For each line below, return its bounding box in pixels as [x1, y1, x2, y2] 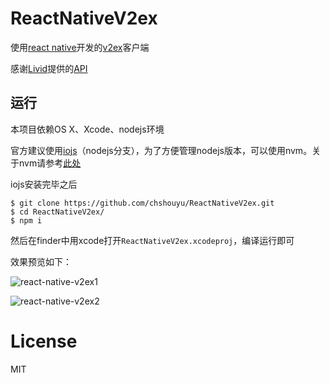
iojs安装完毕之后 [10, 178, 78, 190]
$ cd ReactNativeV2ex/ [10, 207, 105, 217]
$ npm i [10, 215, 43, 226]
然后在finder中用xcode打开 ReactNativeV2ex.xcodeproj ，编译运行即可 [10, 234, 295, 246]
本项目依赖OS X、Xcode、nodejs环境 [10, 123, 165, 135]
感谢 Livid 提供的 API [10, 62, 88, 74]
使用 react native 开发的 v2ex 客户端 [10, 41, 150, 53]
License [10, 330, 78, 352]
